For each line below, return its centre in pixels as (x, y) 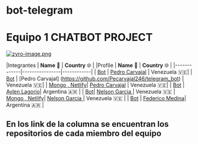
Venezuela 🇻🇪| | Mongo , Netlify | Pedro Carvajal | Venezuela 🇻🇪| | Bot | (95, 85)
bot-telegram (40, 10)
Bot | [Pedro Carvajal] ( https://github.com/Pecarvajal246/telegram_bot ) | (95, 79)
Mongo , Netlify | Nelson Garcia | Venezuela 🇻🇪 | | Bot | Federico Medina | (96, 98)
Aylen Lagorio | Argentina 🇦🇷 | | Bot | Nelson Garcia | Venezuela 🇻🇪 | (91, 92)
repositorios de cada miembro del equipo (84, 133)
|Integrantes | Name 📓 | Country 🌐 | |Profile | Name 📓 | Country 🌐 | (89, 65)
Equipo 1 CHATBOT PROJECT (79, 38)
